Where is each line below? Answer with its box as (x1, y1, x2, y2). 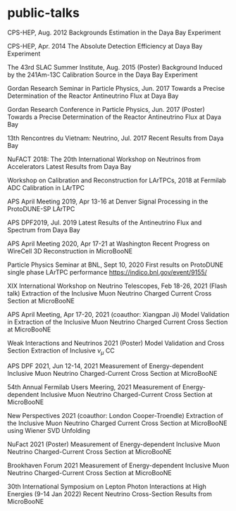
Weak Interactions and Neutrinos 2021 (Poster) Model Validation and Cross (7, 339, 225, 347)
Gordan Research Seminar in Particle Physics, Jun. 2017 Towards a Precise (7, 84, 225, 92)
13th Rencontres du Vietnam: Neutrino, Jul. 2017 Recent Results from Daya (7, 134, 224, 142)
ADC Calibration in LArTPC (7, 183, 85, 191)
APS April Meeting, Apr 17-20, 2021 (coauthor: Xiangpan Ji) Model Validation (7, 310, 230, 318)
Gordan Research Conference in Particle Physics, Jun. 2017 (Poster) (7, 105, 206, 113)
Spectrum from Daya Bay (7, 225, 80, 234)
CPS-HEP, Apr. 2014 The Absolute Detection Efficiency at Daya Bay (7, 42, 203, 50)
